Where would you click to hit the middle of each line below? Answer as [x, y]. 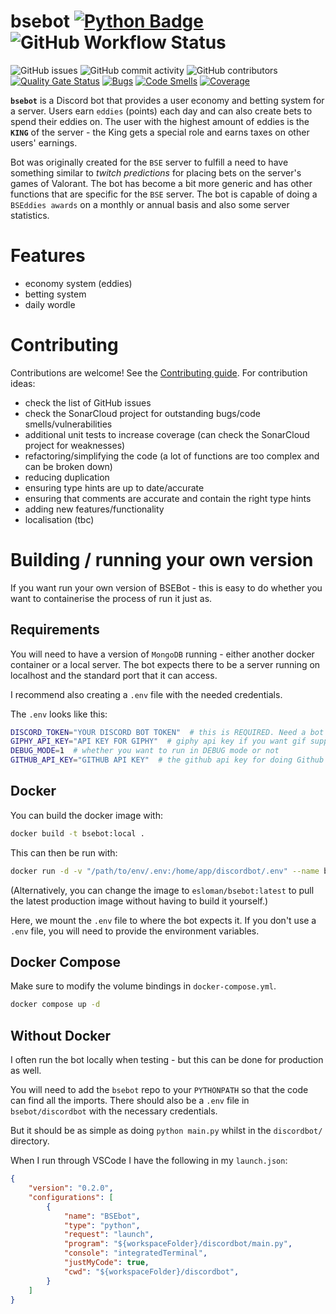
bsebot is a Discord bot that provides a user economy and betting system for [167, 100]
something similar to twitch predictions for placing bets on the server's [156, 172]
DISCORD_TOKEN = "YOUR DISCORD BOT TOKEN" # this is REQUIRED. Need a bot [167, 732]
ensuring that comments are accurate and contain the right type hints [168, 498]
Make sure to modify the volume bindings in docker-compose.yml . [143, 986]
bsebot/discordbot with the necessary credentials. [114, 1111]
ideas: [23, 383]
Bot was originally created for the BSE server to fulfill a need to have [149, 162]
